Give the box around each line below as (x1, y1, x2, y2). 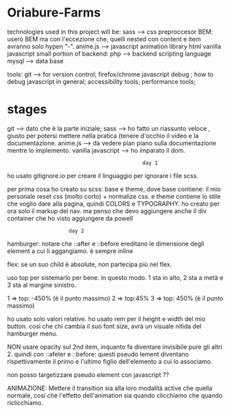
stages (7, 102, 47, 118)
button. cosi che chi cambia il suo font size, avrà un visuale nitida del (7, 322, 202, 330)
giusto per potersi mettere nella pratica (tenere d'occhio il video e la (7, 131, 199, 140)
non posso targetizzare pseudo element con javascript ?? (7, 370, 170, 379)
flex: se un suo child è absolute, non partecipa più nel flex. (7, 260, 172, 268)
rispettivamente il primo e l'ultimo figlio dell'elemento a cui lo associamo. (7, 357, 213, 365)
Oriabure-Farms (7, 5, 101, 21)
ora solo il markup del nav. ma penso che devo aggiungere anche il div (7, 206, 207, 215)
